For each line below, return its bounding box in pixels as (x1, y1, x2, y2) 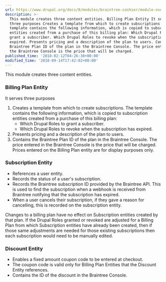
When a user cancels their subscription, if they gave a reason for (12, 197, 144, 203)
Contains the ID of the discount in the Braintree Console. (12, 272, 127, 278)
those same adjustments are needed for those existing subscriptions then (5, 227, 155, 233)
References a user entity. (12, 170, 64, 176)
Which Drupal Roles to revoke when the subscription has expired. (19, 126, 153, 132)
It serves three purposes (5, 95, 55, 101)
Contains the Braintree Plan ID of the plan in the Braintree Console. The (12, 136, 157, 142)
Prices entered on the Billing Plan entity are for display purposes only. (12, 147, 155, 153)
